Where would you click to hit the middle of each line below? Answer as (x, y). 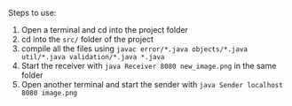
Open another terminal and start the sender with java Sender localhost (152, 84)
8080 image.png (49, 93)
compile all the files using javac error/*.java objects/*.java (134, 49)
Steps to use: (32, 13)
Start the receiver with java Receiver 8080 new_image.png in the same (149, 66)
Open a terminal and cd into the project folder (104, 30)
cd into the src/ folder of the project (87, 39)
